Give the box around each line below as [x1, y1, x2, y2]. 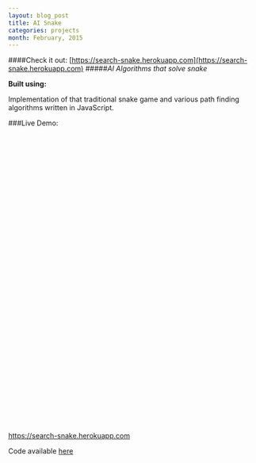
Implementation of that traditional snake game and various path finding [8, 94, 240, 104]
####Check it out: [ [8, 55, 72, 65]
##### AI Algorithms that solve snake [85, 64, 208, 74]
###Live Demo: [8, 118, 59, 128]
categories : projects [8, 26, 80, 34]
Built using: [8, 79, 47, 89]
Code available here [8, 446, 74, 456]
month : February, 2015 [8, 33, 83, 42]
